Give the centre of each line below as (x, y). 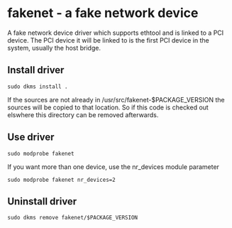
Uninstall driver (42, 201)
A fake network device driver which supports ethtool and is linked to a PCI (116, 33)
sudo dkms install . (38, 87)
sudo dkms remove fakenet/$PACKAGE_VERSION (73, 218)
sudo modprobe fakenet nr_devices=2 (61, 180)
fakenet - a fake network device (103, 13)
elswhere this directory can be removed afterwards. (83, 114)
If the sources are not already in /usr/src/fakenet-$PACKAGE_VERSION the (116, 99)
